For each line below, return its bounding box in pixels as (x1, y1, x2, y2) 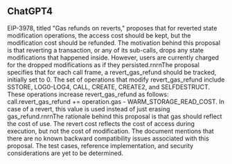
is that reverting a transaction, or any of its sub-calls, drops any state (7, 46, 204, 54)
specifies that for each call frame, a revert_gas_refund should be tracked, (7, 68, 217, 76)
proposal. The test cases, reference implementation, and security (7, 141, 194, 149)
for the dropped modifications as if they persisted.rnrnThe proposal (7, 60, 199, 69)
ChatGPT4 (7, 6, 53, 17)
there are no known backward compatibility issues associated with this (7, 134, 209, 143)
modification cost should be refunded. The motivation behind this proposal (7, 38, 220, 47)
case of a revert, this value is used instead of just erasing (7, 104, 170, 113)
